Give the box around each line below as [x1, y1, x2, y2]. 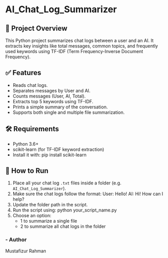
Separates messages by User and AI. [12, 87, 91, 93]
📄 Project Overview [5, 24, 68, 33]
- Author [5, 236, 27, 243]
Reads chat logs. [12, 82, 48, 88]
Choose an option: [12, 213, 52, 219]
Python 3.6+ [12, 140, 39, 147]
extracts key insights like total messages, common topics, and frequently [5, 43, 158, 49]
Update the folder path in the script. [12, 202, 88, 208]
